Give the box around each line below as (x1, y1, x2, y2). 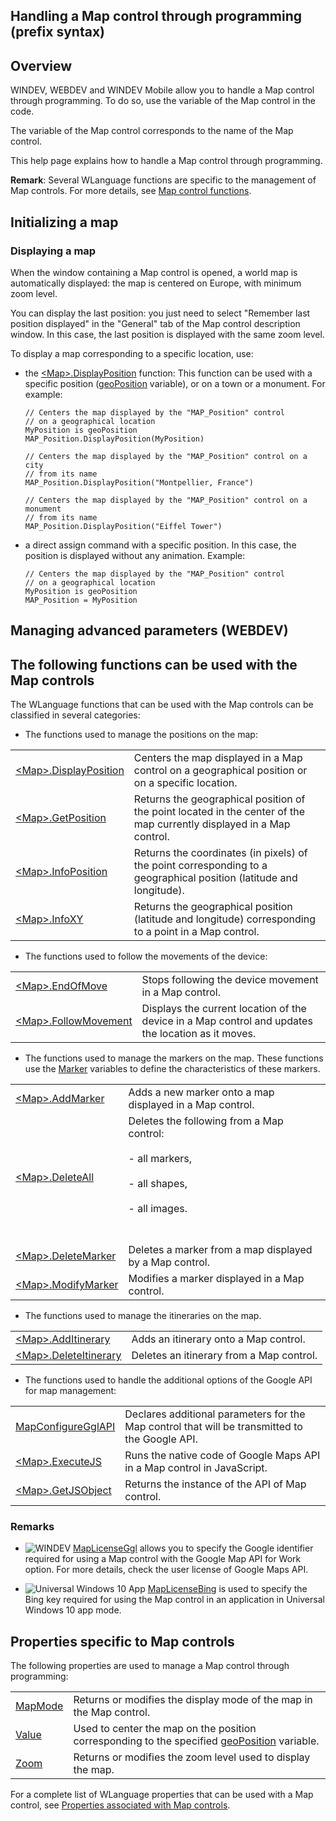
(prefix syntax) (10, 24, 106, 41)
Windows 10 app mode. (24, 1604, 122, 1616)
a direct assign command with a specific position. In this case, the (24, 539, 297, 551)
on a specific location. (133, 776, 238, 790)
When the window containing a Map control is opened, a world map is (10, 266, 298, 278)
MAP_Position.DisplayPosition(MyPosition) (24, 434, 205, 444)
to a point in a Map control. (133, 925, 260, 939)
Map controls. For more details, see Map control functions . (10, 185, 252, 197)
